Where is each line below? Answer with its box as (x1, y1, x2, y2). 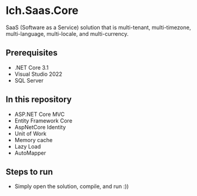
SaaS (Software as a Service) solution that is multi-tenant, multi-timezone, (5, 24, 192, 31)
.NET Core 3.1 (14, 64, 49, 71)
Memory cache (14, 136, 53, 143)
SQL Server (14, 76, 44, 84)
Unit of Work (14, 130, 47, 137)
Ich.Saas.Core (5, 4, 79, 18)
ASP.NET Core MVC (14, 110, 65, 118)
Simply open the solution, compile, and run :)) (14, 183, 129, 190)
